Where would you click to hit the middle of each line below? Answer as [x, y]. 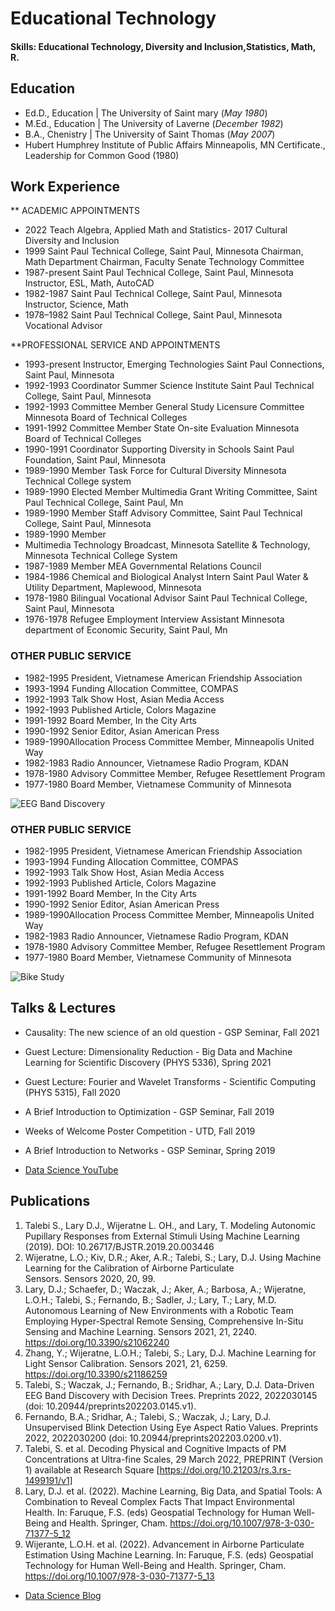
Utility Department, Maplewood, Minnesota [113, 588]
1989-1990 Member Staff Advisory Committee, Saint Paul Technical [163, 513]
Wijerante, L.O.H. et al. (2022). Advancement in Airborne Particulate [164, 1544]
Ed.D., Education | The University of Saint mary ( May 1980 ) [146, 113]
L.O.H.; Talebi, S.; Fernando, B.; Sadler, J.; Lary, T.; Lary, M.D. [150, 1299]
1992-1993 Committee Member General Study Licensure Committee [164, 407]
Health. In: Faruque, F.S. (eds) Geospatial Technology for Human [158, 1512]
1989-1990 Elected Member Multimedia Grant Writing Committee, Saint [171, 492]
